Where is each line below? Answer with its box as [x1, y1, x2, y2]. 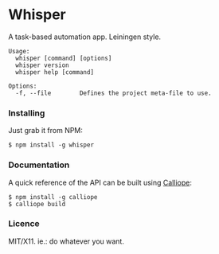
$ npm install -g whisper [8, 141, 94, 149]
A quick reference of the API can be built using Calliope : [8, 178, 193, 187]
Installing [8, 107, 45, 119]
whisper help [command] [15, 68, 94, 76]
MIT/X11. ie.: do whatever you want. [8, 236, 125, 246]
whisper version [15, 61, 69, 69]
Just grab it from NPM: [8, 126, 84, 135]
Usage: [8, 47, 30, 55]
